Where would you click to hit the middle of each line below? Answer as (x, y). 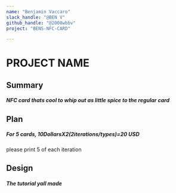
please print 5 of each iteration (44, 149)
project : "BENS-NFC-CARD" (38, 28)
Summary (25, 85)
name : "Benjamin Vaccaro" (38, 12)
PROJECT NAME (48, 63)
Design (20, 168)
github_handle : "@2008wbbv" (41, 23)
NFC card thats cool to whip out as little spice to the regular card (88, 100)
